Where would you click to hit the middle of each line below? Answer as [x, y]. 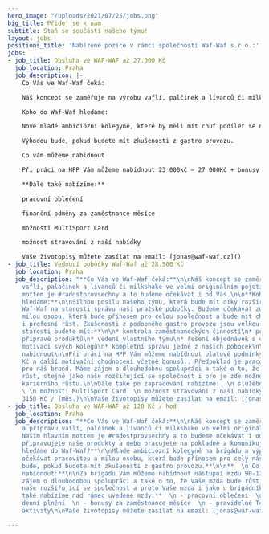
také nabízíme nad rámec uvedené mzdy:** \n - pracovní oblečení [135, 496]
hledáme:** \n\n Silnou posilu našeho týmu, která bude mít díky [130, 302]
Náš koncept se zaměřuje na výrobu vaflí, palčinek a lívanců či [134, 97]
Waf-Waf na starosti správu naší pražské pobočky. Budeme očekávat [137, 309]
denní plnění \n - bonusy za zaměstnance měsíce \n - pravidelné [137, 503]
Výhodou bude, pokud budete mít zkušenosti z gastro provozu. [128, 141]
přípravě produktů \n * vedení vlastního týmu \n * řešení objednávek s [139, 339]
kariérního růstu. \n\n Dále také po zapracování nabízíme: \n [128, 384]
